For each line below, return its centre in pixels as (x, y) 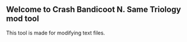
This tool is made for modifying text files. (56, 33)
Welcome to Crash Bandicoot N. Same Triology (93, 10)
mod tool (23, 19)
